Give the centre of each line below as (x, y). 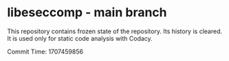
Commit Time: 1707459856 (45, 52)
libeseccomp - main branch (87, 13)
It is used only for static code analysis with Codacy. (80, 38)
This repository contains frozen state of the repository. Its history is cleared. (115, 31)
